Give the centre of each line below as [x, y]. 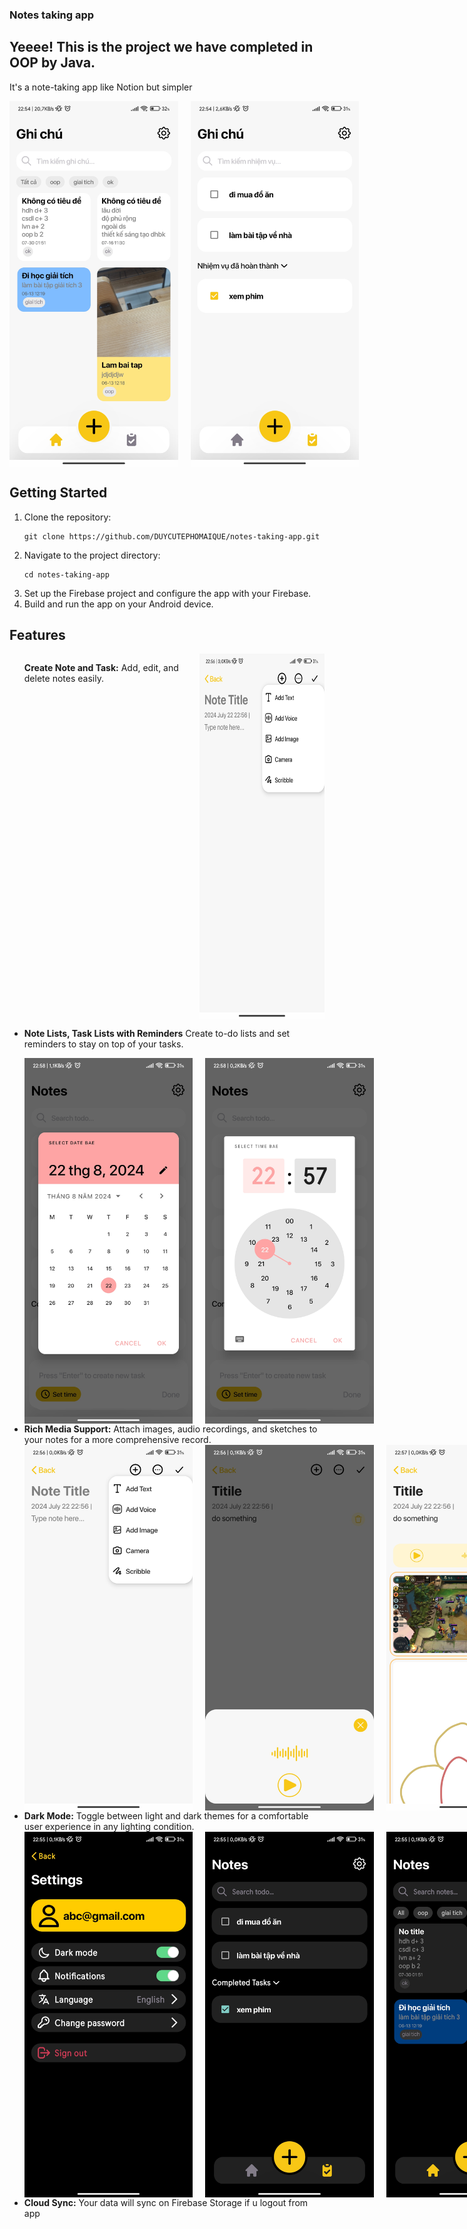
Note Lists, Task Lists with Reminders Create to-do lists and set [157, 1034]
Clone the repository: [67, 517]
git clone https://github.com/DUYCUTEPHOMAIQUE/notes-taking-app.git [172, 536]
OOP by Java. [52, 63]
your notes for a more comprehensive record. [117, 1440]
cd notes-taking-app [66, 574]
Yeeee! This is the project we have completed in [161, 47]
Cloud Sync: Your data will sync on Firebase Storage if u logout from [166, 2203]
